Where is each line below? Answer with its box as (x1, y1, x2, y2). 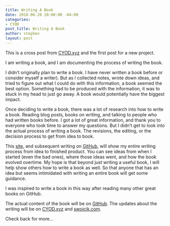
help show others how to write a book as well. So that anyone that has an (5, 165, 159, 171)
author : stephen (5, 31, 40, 36)
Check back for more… (5, 215, 53, 221)
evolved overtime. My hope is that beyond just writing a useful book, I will (5, 159, 159, 165)
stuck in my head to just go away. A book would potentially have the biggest (5, 91, 165, 97)
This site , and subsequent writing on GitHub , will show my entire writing (5, 143, 156, 149)
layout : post (5, 36, 33, 41)
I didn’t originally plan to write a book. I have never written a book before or (5, 69, 163, 75)
